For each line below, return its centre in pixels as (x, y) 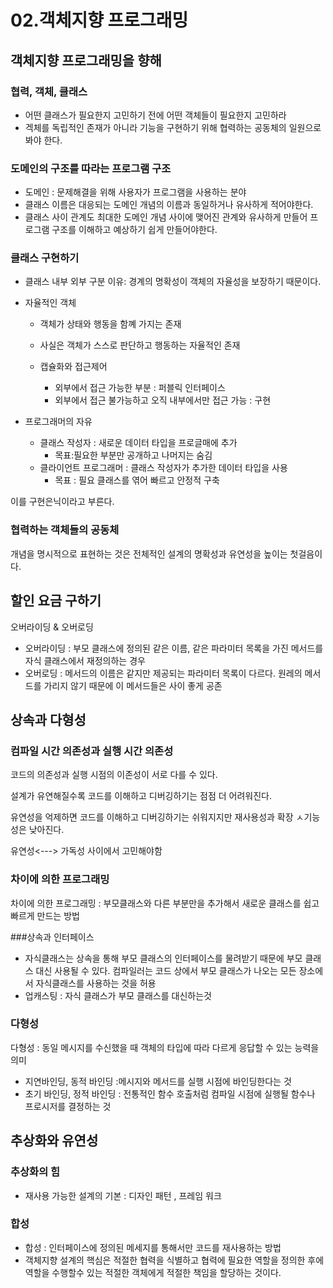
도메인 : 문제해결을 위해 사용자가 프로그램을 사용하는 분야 (135, 192)
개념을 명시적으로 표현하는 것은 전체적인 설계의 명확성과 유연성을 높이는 (149, 553)
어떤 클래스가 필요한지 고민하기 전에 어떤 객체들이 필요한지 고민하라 (155, 115)
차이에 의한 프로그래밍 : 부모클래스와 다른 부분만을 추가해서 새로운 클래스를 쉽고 (165, 903)
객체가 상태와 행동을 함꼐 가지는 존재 (110, 324)
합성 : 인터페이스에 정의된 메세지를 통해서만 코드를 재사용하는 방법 (153, 1247)
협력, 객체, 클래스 (49, 91)
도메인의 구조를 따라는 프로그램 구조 (91, 168)
